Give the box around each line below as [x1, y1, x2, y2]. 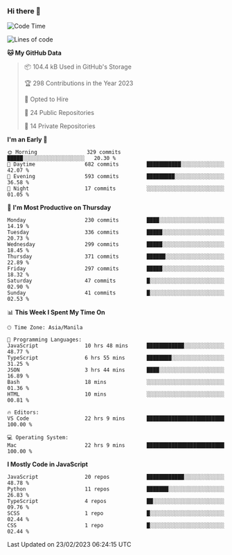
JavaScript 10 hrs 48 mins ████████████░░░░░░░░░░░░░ [7, 342, 225, 349]
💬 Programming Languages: [7, 336, 82, 344]
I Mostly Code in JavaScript [7, 460, 89, 468]
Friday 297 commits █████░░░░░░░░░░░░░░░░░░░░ [7, 265, 225, 272]
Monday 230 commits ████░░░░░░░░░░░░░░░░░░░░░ [7, 217, 225, 224]
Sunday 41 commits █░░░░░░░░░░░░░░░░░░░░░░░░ [7, 290, 225, 297]
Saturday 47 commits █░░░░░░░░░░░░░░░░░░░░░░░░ [7, 277, 225, 285]
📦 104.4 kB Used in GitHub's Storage [24, 62, 132, 71]
